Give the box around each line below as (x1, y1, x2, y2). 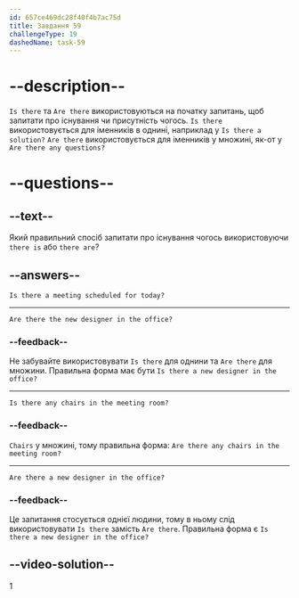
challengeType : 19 (9, 29, 77, 38)
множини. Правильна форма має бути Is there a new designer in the (9, 365, 278, 376)
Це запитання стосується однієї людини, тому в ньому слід (9, 513, 236, 524)
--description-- (9, 77, 126, 96)
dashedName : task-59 (9, 37, 86, 47)
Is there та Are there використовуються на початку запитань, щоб (9, 106, 264, 117)
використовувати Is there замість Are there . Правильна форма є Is (9, 523, 269, 534)
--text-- (9, 209, 53, 224)
